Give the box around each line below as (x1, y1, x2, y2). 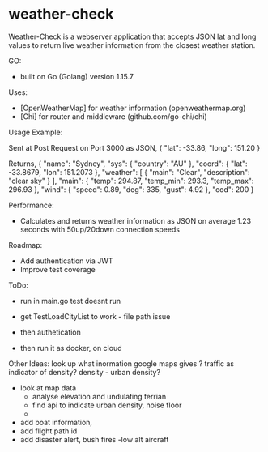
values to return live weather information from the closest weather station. (8, 40, 256, 49)
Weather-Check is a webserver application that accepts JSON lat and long (8, 32, 257, 41)
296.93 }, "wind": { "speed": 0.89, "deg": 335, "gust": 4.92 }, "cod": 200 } (8, 184, 254, 194)
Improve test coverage (19, 264, 96, 274)
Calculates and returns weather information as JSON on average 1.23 (19, 215, 252, 225)
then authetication (19, 327, 81, 337)
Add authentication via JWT (19, 256, 113, 266)
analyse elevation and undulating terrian (32, 391, 167, 401)
